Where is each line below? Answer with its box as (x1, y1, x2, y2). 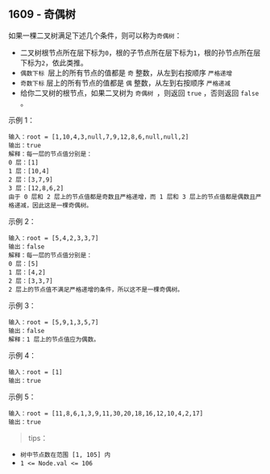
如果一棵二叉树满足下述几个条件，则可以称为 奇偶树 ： (8, 31, 182, 40)
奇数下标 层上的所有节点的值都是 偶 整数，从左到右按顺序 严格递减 (19, 77, 231, 87)
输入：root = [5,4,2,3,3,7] (8, 234, 99, 242)
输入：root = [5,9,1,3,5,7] (8, 318, 99, 326)
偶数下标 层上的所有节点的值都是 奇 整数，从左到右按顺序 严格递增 (19, 68, 232, 77)
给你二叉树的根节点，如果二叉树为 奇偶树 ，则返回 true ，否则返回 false (19, 88, 260, 98)
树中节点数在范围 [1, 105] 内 (19, 451, 111, 459)
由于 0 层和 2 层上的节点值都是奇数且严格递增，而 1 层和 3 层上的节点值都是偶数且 (8, 193, 256, 201)
